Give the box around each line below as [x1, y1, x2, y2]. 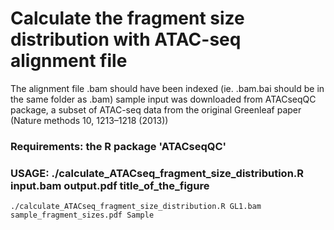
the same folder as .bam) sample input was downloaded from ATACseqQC [10, 93, 317, 105]
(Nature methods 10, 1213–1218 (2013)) [10, 114, 169, 126]
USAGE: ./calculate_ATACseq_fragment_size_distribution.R [10, 166, 305, 180]
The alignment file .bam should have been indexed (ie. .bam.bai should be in [10, 82, 325, 94]
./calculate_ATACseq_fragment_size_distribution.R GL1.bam [10, 202, 262, 212]
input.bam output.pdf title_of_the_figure [10, 178, 210, 192]
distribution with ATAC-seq [10, 28, 242, 51]
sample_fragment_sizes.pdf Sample [10, 210, 155, 221]
